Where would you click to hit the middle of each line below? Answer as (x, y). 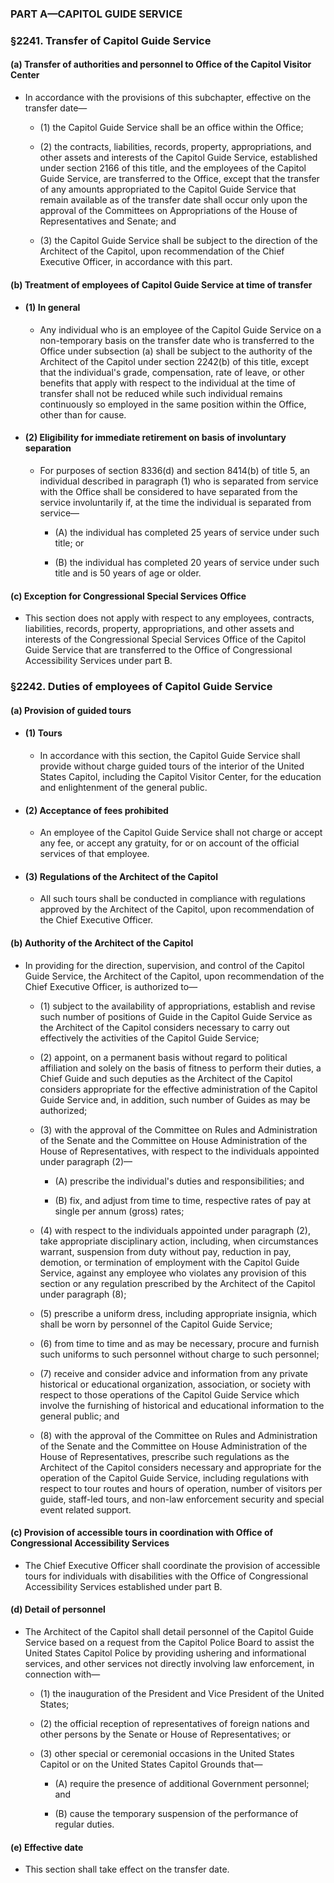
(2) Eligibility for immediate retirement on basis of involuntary (155, 438)
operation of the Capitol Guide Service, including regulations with (174, 1478)
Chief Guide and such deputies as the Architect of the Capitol (166, 1078)
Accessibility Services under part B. (98, 661)
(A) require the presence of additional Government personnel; (182, 1783)
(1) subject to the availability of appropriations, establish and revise (177, 1006)
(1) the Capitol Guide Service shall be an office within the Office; (171, 128)
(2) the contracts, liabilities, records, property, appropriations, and (175, 147)
